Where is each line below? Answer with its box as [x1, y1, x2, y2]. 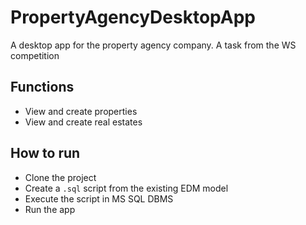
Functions [10, 79, 75, 96]
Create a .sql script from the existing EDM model [24, 182, 229, 194]
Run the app [24, 203, 76, 215]
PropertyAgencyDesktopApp [10, 6, 256, 29]
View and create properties [24, 105, 138, 117]
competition [10, 49, 60, 61]
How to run [10, 145, 81, 162]
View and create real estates [24, 116, 143, 128]
